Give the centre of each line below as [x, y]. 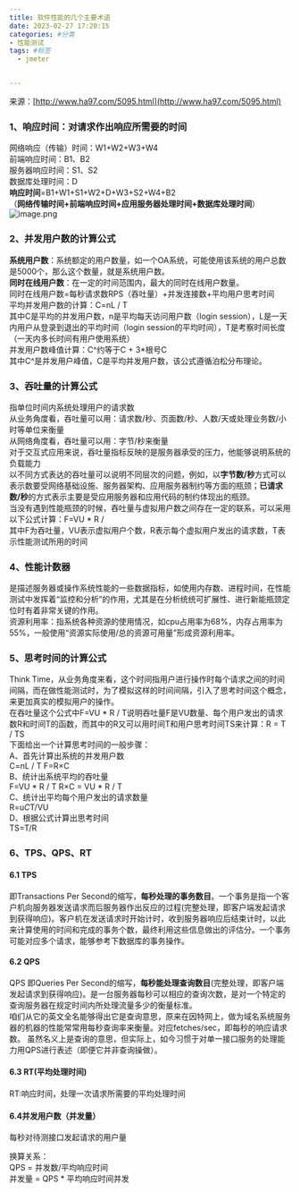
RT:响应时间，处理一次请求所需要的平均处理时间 [97, 1094]
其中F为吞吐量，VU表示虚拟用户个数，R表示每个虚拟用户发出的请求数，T [144, 530]
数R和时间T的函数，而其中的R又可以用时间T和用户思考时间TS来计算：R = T [148, 724]
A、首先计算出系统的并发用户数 [67, 756]
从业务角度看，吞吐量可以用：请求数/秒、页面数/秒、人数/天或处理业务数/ [144, 418]
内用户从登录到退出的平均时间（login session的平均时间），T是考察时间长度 [147, 327]
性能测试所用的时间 [52, 541]
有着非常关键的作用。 [64, 610]
